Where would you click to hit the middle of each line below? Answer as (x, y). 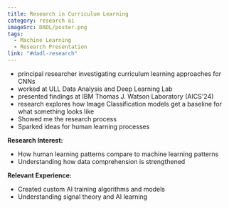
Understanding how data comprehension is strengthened (101, 161)
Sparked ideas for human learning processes (84, 126)
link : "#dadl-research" (43, 54)
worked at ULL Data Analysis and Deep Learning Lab (95, 89)
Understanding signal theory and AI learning (82, 197)
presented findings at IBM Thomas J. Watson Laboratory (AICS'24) (116, 96)
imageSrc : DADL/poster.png (47, 27)
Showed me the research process (67, 119)
